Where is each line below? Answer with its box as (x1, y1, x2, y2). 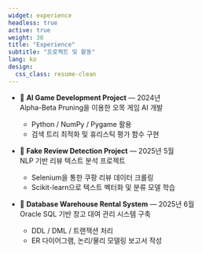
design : (8, 63, 34, 71)
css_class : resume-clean (15, 70, 97, 78)
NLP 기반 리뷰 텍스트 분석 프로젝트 (19, 155, 126, 166)
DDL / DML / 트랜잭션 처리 (31, 225, 114, 235)
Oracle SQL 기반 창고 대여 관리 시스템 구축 (19, 209, 151, 218)
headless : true (8, 19, 58, 27)
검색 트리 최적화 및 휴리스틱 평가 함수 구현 (31, 129, 160, 139)
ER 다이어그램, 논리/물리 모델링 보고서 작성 (31, 236, 163, 245)
